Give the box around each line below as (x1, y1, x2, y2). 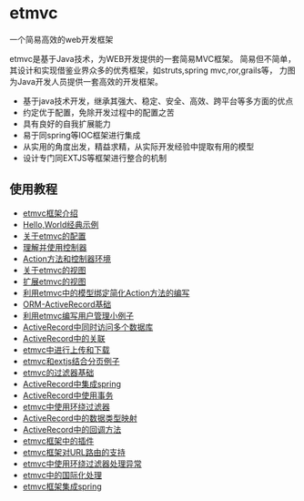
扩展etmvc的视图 (22, 276, 86, 287)
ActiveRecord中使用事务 (22, 390, 114, 401)
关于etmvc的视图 (22, 264, 86, 275)
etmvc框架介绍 (22, 208, 79, 219)
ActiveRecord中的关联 (22, 332, 106, 343)
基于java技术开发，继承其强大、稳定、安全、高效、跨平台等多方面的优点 (22, 95, 294, 107)
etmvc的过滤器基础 (22, 367, 95, 378)
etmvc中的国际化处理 (22, 469, 103, 480)
